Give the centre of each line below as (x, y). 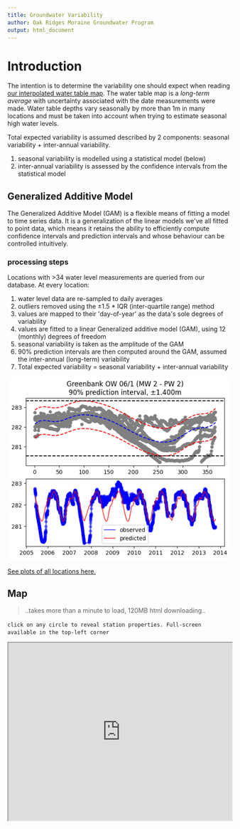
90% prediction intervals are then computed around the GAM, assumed (122, 352)
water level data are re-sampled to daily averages (90, 299)
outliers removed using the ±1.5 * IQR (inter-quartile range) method (116, 307)
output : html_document (41, 30)
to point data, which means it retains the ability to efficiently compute (108, 228)
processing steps (38, 262)
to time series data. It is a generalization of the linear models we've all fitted (118, 221)
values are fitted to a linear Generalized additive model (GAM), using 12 (121, 329)
